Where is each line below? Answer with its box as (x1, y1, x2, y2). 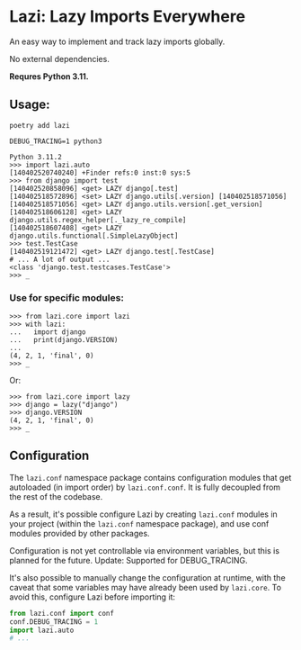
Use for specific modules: (9, 291, 124, 303)
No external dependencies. (9, 53, 110, 64)
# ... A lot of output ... (9, 255, 111, 264)
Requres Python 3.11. (9, 70, 89, 82)
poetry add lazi (9, 121, 70, 130)
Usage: (9, 97, 51, 113)
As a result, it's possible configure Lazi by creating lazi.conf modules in (9, 509, 279, 519)
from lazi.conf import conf (9, 609, 115, 618)
